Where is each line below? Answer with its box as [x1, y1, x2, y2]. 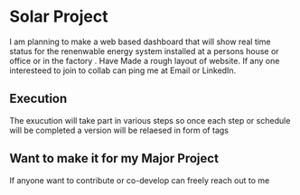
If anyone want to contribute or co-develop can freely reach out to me [9, 174, 270, 186]
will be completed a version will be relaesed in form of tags [9, 125, 229, 135]
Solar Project [9, 6, 108, 27]
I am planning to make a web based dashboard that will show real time [9, 36, 271, 47]
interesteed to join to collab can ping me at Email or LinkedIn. [9, 65, 237, 76]
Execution [9, 91, 68, 107]
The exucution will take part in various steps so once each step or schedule [9, 115, 291, 125]
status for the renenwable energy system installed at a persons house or [9, 45, 279, 56]
